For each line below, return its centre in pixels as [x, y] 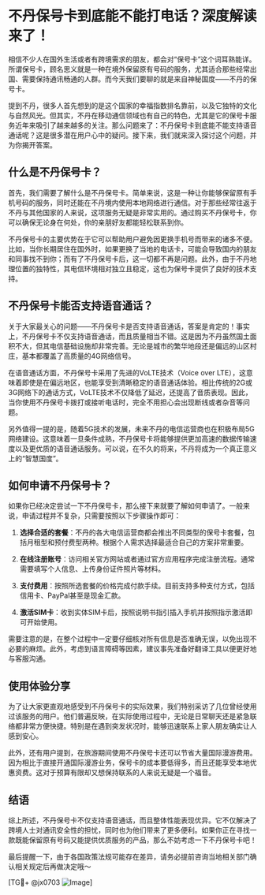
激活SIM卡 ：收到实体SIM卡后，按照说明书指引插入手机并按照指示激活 [132, 613]
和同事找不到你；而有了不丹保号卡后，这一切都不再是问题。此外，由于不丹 [129, 259]
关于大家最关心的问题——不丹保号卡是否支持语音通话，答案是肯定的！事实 [129, 326]
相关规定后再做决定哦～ [53, 867]
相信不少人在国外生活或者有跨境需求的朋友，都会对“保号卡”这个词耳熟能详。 [132, 59]
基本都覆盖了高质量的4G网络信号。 [78, 356]
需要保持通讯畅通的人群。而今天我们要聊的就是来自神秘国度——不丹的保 [139, 79]
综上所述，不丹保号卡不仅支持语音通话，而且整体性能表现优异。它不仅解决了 [132, 820]
